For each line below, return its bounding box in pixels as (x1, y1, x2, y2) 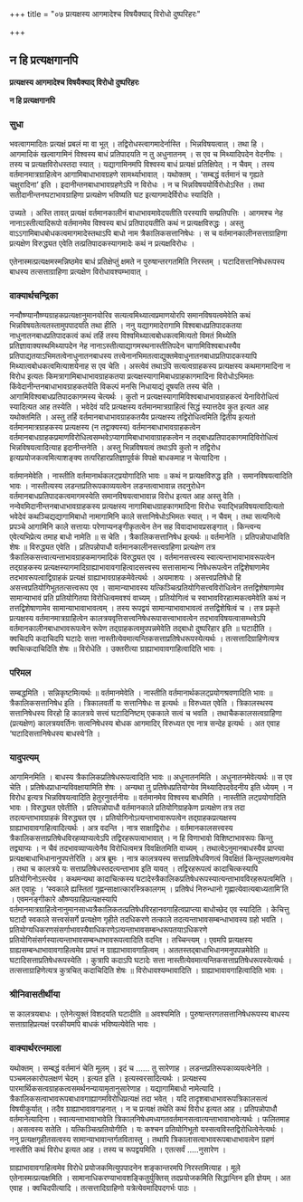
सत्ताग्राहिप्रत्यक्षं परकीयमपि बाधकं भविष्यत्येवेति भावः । (9, 1018, 156, 1030)
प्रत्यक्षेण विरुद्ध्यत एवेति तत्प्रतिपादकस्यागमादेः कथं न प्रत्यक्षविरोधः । (9, 238, 195, 249)
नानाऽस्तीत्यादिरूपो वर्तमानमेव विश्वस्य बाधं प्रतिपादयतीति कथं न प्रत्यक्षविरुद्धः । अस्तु (9, 218, 244, 229)
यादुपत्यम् (9, 751, 39, 763)
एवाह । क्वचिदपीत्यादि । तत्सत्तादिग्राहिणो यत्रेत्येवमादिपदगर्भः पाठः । (9, 1182, 197, 1193)
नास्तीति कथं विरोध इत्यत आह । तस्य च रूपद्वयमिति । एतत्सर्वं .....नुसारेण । (9, 1144, 227, 1155)
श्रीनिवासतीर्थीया (9, 988, 61, 1000)
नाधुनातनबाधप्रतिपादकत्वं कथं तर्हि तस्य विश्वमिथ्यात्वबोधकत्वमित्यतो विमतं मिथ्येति (9, 330, 237, 341)
